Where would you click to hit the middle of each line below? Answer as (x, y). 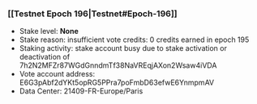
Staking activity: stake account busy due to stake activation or (123, 48)
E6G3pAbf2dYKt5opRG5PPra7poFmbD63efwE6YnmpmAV (117, 83)
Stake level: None (49, 31)
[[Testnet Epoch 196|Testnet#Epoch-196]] (92, 14)
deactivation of (45, 57)
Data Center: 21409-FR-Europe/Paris (81, 91)
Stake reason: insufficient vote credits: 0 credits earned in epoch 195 (134, 40)
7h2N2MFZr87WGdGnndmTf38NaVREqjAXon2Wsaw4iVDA (118, 65)
